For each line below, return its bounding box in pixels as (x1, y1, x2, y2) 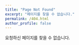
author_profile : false (5, 21, 51, 26)
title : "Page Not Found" (5, 7, 56, 12)
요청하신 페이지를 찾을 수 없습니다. (5, 35, 70, 41)
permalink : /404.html (5, 16, 49, 21)
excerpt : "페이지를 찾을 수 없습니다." (5, 12, 75, 17)
